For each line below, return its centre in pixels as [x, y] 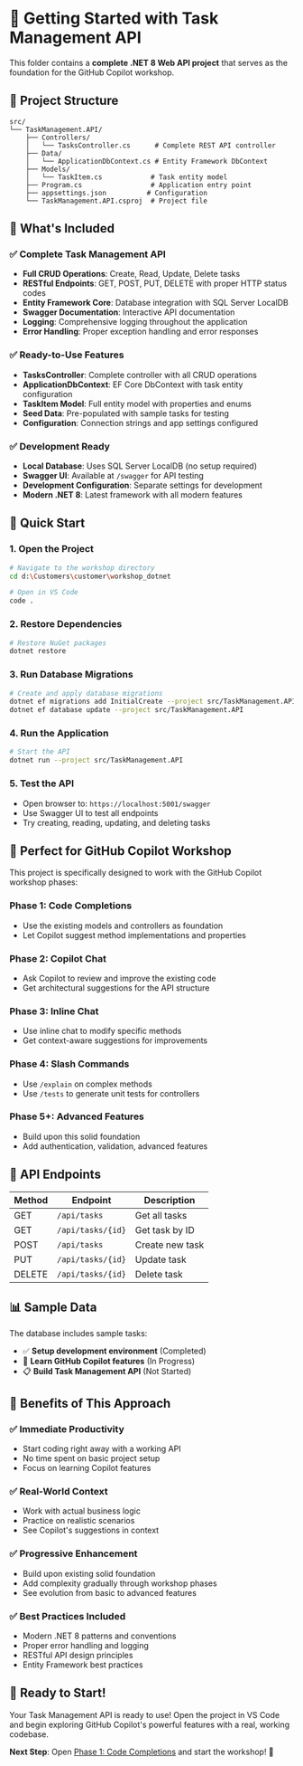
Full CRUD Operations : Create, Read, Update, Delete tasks [131, 274]
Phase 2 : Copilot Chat [58, 958]
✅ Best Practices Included [68, 1616]
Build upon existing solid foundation [89, 1573]
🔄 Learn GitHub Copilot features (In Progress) [109, 1362]
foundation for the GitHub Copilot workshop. [92, 72]
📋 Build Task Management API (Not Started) [107, 1372]
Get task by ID [165, 1230]
